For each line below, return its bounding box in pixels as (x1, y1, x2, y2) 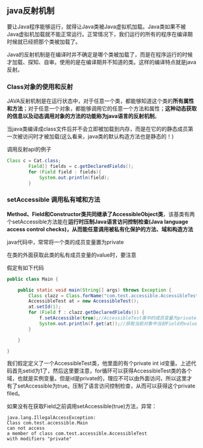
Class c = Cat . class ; (7, 158, 61, 164)
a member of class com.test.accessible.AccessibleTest (7, 430, 148, 437)
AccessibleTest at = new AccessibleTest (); (28, 298, 139, 304)
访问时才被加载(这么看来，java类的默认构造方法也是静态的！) (22, 133, 174, 140)
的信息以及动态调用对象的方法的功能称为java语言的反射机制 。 (7, 112, 160, 120)
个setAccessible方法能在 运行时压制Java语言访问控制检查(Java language (7, 218, 189, 225)
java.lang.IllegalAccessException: (7, 415, 96, 421)
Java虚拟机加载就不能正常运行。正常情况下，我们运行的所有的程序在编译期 (7, 30, 193, 37)
